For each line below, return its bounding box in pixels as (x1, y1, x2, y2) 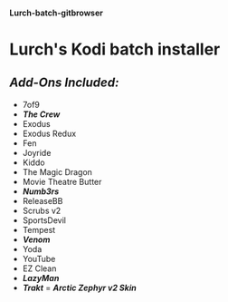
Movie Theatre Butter (22, 176, 102, 187)
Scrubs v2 (22, 205, 62, 216)
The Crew (22, 109, 61, 120)
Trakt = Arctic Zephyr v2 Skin (22, 282, 138, 293)
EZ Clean (22, 263, 57, 274)
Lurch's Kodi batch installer (9, 39, 221, 59)
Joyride (22, 147, 52, 158)
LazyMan (22, 272, 60, 283)
